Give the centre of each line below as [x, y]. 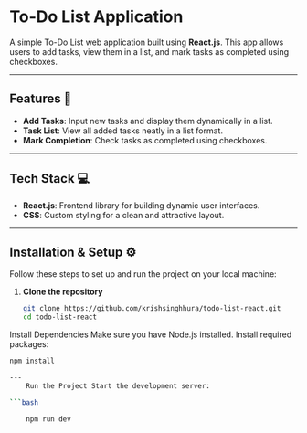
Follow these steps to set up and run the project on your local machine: [143, 274]
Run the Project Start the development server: [118, 385]
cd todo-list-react [60, 317]
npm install [32, 361]
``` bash [24, 402]
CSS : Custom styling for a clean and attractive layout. [123, 215]
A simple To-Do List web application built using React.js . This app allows [147, 42]
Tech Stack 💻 [50, 179]
